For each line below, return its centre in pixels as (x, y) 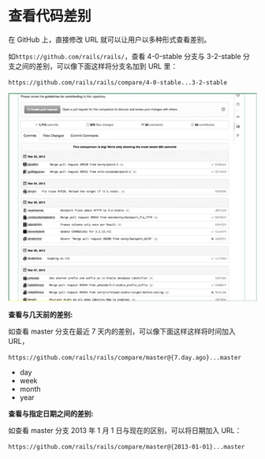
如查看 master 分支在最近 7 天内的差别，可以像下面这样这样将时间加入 (122, 331)
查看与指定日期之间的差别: (51, 414)
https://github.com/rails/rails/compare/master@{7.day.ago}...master (125, 358)
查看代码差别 (50, 16)
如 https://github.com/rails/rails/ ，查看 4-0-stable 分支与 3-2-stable (125, 56)
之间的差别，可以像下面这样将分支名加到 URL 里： (96, 66)
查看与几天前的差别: (41, 315)
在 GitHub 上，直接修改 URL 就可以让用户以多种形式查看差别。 (110, 39)
